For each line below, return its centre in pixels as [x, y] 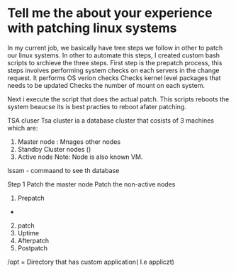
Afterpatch [33, 240]
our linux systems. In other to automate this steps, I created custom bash [114, 55]
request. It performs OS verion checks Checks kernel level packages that [114, 78]
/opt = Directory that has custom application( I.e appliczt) [91, 262]
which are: [23, 128]
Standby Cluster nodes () [54, 149]
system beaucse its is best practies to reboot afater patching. [97, 106]
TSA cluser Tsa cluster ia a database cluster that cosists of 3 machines [111, 120]
